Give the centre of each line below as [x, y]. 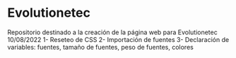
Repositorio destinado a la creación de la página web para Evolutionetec [112, 32]
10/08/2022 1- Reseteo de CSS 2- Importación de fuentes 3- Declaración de [118, 39]
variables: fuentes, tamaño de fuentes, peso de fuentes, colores [101, 47]
